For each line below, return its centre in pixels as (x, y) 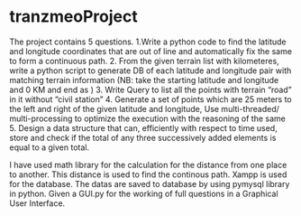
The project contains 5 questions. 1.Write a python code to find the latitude (148, 42)
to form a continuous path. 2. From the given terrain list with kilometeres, (144, 61)
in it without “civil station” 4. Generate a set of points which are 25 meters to (150, 99)
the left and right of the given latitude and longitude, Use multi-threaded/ (144, 108)
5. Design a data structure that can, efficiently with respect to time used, (143, 127)
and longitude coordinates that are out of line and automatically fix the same (151, 51)
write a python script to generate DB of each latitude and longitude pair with (150, 70)
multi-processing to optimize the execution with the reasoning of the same (148, 118)
